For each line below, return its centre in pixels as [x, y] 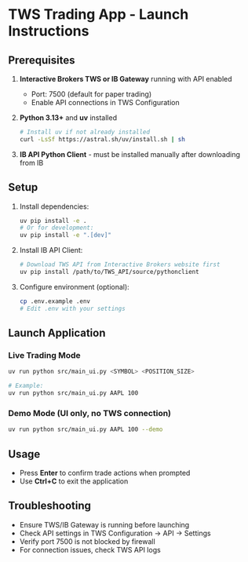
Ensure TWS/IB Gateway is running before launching [104, 524]
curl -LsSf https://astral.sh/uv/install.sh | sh [102, 139]
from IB [31, 162]
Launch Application [57, 333]
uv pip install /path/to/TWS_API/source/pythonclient [109, 272]
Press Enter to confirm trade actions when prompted [105, 473]
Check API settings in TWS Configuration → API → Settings [115, 533]
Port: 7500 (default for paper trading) [91, 94]
